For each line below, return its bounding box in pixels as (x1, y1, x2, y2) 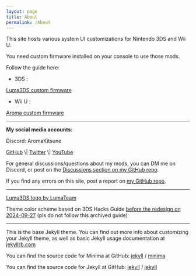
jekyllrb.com (6, 241, 36, 248)
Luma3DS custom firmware (6, 87, 72, 94)
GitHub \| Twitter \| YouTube (6, 149, 73, 156)
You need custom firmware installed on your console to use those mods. (6, 53, 180, 60)
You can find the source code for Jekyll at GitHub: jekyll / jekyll (6, 264, 157, 271)
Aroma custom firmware (6, 109, 64, 117)
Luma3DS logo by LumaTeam (6, 194, 77, 201)
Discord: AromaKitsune (6, 138, 62, 145)
